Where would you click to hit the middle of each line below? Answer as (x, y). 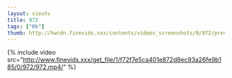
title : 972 (23, 20)
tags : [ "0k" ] (26, 26)
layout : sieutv (29, 13)
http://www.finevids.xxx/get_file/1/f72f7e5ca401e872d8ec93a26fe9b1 (122, 60)
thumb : (17, 33)
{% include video (32, 52)
